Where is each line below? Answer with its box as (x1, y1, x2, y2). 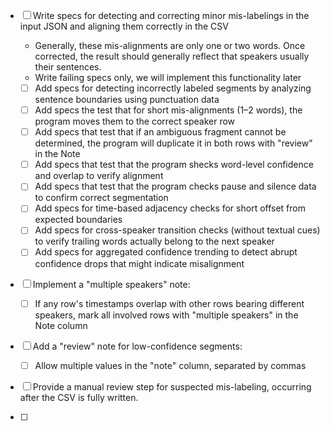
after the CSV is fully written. (19, 391, 139, 403)
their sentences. (34, 61, 102, 73)
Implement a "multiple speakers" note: (32, 278, 191, 290)
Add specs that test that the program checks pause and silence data (34, 180, 317, 193)
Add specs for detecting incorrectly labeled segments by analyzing (34, 82, 312, 94)
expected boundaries (34, 214, 123, 226)
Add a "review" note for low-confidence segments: (32, 340, 243, 352)
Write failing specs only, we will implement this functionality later (34, 72, 302, 83)
